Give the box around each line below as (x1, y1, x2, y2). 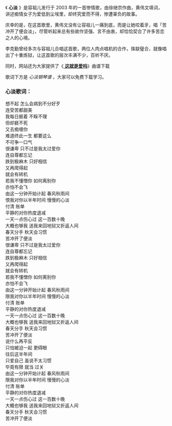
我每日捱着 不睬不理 (5, 114, 47, 120)
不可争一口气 (5, 139, 32, 145)
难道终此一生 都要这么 (5, 133, 52, 139)
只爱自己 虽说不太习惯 (5, 358, 52, 364)
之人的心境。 (5, 35, 32, 41)
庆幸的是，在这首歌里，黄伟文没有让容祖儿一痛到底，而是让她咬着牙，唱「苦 (5, 22, 167, 28)
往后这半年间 (5, 351, 32, 357)
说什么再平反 (5, 338, 32, 344)
